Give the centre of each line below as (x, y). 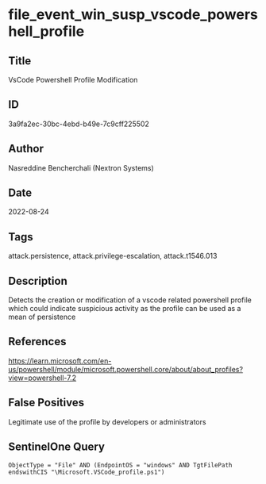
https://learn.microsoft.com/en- (60, 361)
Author (26, 149)
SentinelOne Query (57, 447)
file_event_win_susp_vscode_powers (133, 15)
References (37, 342)
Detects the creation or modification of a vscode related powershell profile (130, 300)
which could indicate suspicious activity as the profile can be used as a (125, 309)
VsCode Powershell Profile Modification (73, 80)
